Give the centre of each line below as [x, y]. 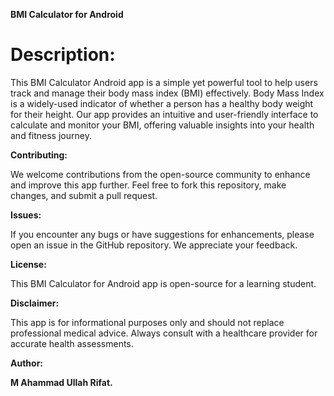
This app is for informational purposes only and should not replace [147, 322]
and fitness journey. [51, 135]
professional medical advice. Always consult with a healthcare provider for [164, 333]
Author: [27, 363]
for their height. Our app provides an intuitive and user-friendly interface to [164, 114]
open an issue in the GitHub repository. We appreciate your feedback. [154, 245]
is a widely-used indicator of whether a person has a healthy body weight [162, 103]
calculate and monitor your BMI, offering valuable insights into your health [162, 125]
